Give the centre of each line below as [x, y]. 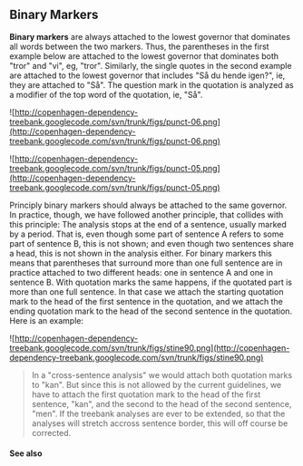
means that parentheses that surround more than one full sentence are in [146, 263]
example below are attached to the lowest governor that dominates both [144, 56]
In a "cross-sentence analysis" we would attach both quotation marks [162, 374]
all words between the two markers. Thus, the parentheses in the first [139, 46]
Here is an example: [47, 320]
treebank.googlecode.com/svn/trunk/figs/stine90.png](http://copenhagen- [150, 347]
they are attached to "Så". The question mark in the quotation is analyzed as [151, 84]
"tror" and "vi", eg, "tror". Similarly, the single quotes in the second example [151, 65]
